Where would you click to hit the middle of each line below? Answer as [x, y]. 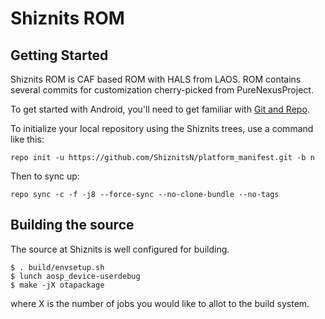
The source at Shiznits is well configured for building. [120, 249]
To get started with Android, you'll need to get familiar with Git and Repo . [160, 109]
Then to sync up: [45, 176]
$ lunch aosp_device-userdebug [75, 276]
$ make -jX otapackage [57, 285]
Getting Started [59, 55]
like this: [27, 139]
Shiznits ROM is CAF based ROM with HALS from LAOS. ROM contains [156, 79]
